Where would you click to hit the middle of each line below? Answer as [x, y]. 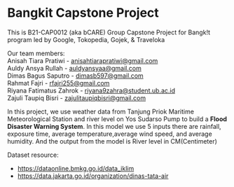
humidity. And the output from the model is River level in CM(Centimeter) [112, 141]
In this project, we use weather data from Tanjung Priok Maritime [101, 111]
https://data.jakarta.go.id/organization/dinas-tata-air [93, 176]
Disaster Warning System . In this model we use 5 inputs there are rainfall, [115, 126]
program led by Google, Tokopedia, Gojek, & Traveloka [86, 39]
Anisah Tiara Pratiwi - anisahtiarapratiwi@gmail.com [83, 60]
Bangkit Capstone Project [83, 13]
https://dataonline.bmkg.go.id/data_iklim [76, 168]
